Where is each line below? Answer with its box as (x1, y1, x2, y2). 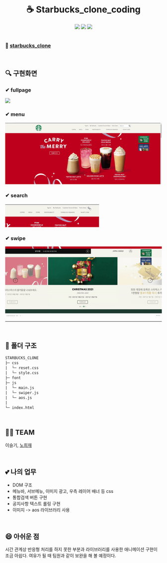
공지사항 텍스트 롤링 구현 (12, 500, 61, 506)
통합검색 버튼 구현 (12, 494, 47, 500)
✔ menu (5, 110, 25, 117)
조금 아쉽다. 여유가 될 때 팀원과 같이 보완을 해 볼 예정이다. (5, 553, 116, 559)
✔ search (5, 192, 28, 199)
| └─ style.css (5, 370, 39, 375)
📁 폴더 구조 (5, 341, 37, 350)
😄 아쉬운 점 (5, 532, 40, 541)
